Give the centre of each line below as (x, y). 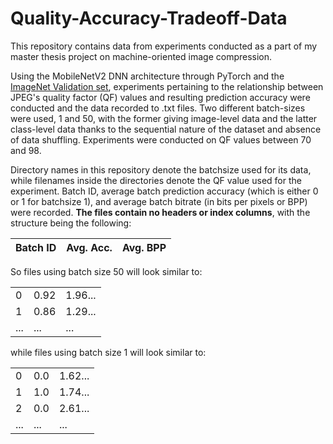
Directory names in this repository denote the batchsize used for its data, (161, 169)
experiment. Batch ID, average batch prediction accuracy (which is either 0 (164, 191)
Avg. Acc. (89, 247)
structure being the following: (71, 223)
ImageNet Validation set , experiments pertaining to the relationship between (167, 86)
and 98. (26, 150)
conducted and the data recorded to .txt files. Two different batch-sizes (158, 108)
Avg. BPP (144, 247)
